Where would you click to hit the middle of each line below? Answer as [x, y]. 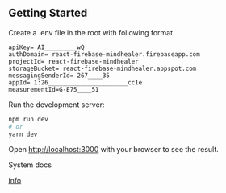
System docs [30, 165]
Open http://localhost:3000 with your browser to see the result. [114, 150]
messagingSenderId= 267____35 [59, 76]
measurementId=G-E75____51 [54, 89]
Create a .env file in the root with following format [91, 32]
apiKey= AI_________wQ [46, 47]
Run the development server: [56, 105]
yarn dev [23, 134]
